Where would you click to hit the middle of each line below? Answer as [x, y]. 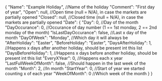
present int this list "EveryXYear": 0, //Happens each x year [64, 58]
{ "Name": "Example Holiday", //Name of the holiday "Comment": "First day [80, 7]
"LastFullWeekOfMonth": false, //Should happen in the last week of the [75, 63]
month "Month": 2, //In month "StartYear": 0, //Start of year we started [75, 68]
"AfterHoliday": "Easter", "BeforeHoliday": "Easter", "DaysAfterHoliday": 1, [79, 43]
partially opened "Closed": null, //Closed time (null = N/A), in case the [74, 17]
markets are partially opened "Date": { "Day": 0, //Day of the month [72, 22]
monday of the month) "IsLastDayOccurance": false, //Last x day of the [76, 33]
